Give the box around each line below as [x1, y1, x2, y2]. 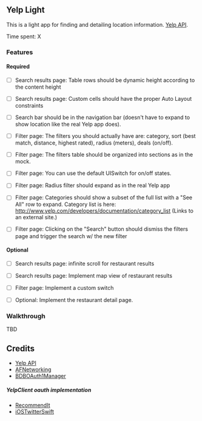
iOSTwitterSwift [15, 408, 55, 416]
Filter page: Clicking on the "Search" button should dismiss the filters [15, 225, 188, 233]
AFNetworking [15, 366, 52, 373]
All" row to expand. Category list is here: [15, 200, 116, 208]
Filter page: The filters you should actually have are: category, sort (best [15, 132, 196, 140]
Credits [6, 343, 35, 354]
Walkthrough [6, 312, 45, 320]
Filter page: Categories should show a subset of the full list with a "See [15, 194, 193, 201]
